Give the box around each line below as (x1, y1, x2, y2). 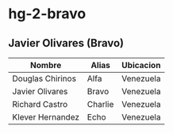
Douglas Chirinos (12, 73, 77, 84)
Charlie (86, 99, 114, 109)
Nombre (30, 60, 62, 70)
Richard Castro (12, 99, 68, 109)
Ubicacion (121, 60, 161, 70)
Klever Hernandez (12, 112, 80, 123)
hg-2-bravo (8, 5, 86, 23)
